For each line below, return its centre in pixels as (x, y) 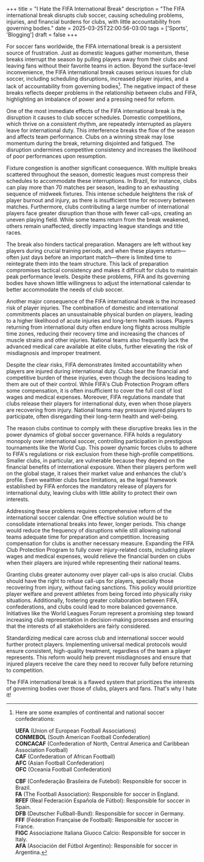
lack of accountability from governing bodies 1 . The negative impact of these (101, 86)
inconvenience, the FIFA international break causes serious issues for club (99, 72)
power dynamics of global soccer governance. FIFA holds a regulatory (94, 435)
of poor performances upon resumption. (57, 156)
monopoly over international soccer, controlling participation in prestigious (99, 441)
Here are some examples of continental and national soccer (90, 712)
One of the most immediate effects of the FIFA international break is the (96, 111)
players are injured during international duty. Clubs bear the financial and (98, 371)
